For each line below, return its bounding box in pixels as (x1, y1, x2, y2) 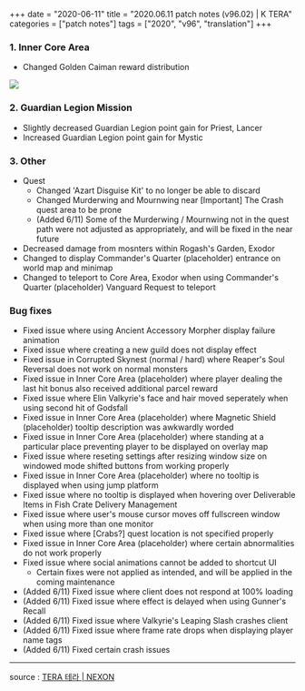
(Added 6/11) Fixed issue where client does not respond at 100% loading (22, 586, 293, 597)
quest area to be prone (35, 204, 123, 215)
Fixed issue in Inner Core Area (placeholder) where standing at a (22, 432, 265, 442)
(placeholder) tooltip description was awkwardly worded (22, 422, 234, 432)
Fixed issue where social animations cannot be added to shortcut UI (22, 557, 277, 568)
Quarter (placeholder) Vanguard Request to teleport (22, 281, 216, 292)
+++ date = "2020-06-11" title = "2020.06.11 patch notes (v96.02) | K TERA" (9, 9, 292, 19)
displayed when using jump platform (22, 480, 159, 491)
